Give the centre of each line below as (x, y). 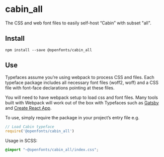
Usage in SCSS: (21, 141)
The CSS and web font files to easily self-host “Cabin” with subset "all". (78, 23)
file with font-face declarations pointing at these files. (60, 87)
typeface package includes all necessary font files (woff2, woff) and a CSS (82, 82)
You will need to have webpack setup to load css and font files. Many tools (82, 97)
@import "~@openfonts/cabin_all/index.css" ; (52, 150)
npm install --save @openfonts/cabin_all (49, 50)
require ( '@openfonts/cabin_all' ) (40, 131)
